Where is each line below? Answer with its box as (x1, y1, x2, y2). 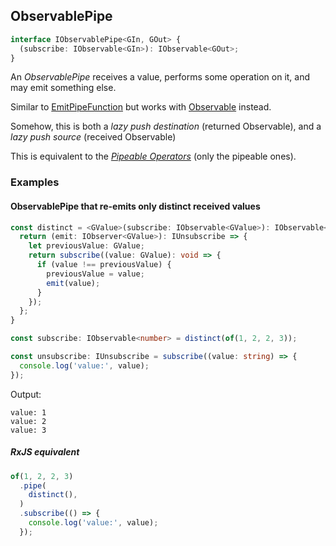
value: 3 (10, 425, 47, 435)
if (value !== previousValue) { (36, 260, 172, 270)
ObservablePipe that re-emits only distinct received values (10, 200, 261, 212)
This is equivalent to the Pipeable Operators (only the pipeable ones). (10, 150, 297, 163)
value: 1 (10, 407, 47, 418)
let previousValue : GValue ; (28, 241, 145, 251)
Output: (10, 388, 42, 400)
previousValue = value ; (46, 269, 145, 279)
